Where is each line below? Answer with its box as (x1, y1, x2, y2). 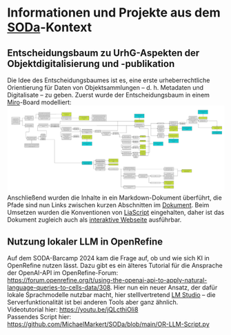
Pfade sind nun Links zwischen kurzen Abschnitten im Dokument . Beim (7, 201, 210, 209)
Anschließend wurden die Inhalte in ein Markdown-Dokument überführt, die (7, 193, 222, 202)
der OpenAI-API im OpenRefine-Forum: (7, 269, 119, 277)
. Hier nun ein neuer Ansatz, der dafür (110, 283, 218, 291)
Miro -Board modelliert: (7, 98, 72, 106)
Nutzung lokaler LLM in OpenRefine (7, 236, 163, 247)
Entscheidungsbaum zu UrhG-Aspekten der (7, 47, 200, 59)
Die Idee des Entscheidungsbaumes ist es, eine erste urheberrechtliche (7, 76, 210, 84)
